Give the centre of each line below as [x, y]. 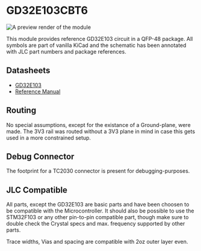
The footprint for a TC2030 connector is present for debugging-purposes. [98, 171]
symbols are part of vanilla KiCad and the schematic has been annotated [96, 45]
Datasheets [28, 71]
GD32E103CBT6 [47, 11]
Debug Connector [40, 156]
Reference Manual [38, 91]
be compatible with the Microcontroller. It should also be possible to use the [100, 211]
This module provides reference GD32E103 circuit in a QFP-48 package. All [100, 39]
